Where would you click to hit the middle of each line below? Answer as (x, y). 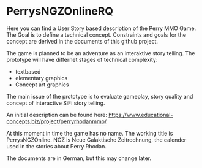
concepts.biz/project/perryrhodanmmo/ (57, 121)
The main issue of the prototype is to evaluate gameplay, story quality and (100, 96)
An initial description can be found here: (57, 115)
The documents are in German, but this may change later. (79, 158)
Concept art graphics (42, 85)
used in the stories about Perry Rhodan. (57, 146)
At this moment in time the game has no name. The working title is (90, 133)
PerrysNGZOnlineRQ (60, 11)
